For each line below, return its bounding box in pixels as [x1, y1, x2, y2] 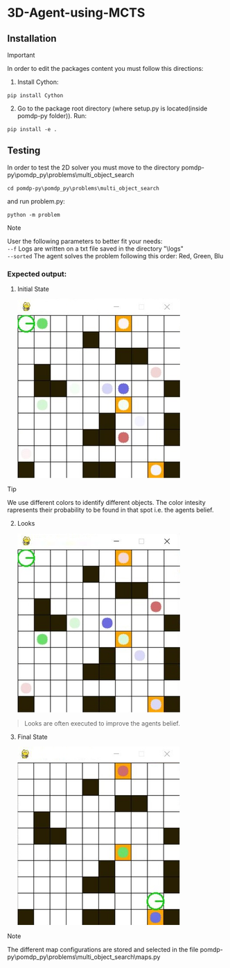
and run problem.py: [7, 197, 66, 206]
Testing [7, 144, 41, 157]
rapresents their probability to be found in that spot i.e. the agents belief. [7, 506, 214, 515]
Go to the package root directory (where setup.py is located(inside [17, 104, 208, 112]
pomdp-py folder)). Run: [17, 112, 87, 119]
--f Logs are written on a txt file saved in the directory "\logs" [7, 244, 184, 253]
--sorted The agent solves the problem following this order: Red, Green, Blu [7, 251, 224, 260]
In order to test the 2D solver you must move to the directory [7, 163, 180, 172]
